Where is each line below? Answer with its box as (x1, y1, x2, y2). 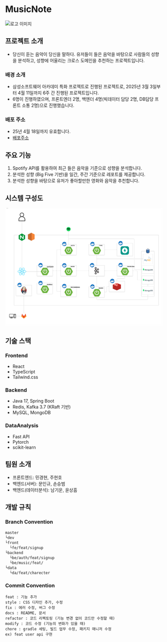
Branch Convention (5, 518, 53, 525)
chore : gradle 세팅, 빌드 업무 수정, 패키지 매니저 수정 (5, 626, 111, 631)
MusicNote (5, 4, 52, 15)
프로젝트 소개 (5, 37, 43, 46)
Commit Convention (5, 582, 55, 589)
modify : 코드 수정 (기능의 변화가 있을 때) (5, 621, 86, 626)
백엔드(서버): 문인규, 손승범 (12, 480, 65, 486)
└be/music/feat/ (9, 561, 43, 566)
